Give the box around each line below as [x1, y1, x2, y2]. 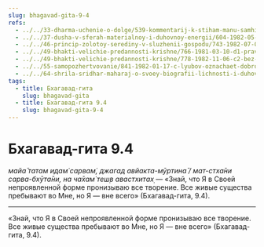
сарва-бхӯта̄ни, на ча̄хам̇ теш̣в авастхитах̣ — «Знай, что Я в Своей [8, 174, 236, 183]
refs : [8, 19, 26, 27]
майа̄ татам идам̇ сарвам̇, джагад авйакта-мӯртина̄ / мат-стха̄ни [8, 165, 233, 175]
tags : [8, 77, 26, 85]
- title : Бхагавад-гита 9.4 [15, 99, 108, 107]
